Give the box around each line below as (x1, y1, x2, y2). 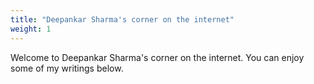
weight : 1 (10, 24, 52, 34)
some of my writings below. (10, 62, 124, 74)
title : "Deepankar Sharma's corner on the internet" (10, 14, 235, 25)
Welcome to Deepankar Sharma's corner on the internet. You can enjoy (10, 51, 305, 63)
